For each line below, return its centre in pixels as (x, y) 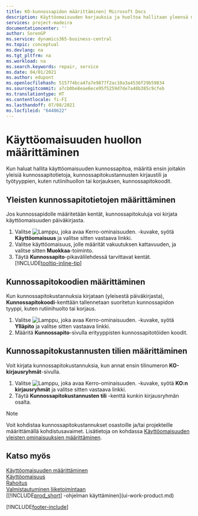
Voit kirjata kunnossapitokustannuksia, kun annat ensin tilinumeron (87, 365)
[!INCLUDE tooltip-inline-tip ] (48, 263)
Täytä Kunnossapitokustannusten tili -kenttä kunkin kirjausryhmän (97, 395)
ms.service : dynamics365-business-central (59, 39)
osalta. (23, 402)
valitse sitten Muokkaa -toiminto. (54, 251)
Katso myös (29, 456)
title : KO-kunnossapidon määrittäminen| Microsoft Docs (76, 12)
